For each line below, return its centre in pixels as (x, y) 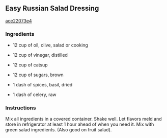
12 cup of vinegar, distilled (40, 55)
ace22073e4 (19, 20)
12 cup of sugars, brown (38, 75)
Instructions (21, 108)
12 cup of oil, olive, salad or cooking (50, 45)
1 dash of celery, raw (34, 95)
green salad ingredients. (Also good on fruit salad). (59, 130)
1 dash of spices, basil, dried (43, 85)
